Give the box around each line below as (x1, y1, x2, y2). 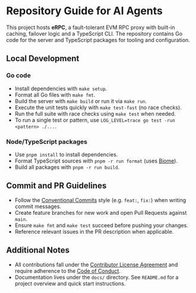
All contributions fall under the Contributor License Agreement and (14, 261, 178, 268)
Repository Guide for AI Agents (6, 4, 163, 18)
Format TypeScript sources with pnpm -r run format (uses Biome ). (14, 157, 178, 164)
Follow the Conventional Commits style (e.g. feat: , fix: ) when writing (14, 196, 186, 203)
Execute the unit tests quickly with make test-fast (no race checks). (14, 104, 182, 111)
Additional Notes (6, 245, 70, 256)
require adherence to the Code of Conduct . (14, 267, 121, 274)
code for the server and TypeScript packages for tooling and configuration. (6, 36, 190, 43)
